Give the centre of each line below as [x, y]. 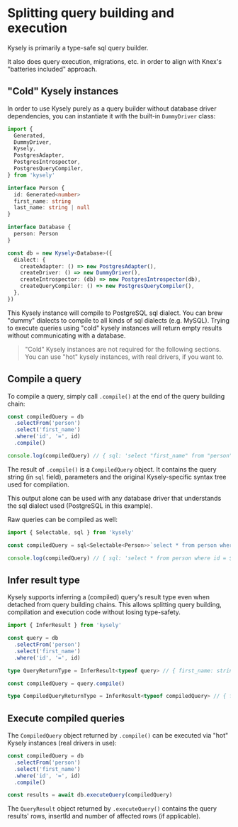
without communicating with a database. [67, 335]
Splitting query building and [91, 13]
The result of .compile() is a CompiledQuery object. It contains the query [112, 469]
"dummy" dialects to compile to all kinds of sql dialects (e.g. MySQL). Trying [119, 320]
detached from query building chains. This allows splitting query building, [114, 605]
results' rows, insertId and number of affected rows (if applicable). [104, 816]
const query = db [33, 638]
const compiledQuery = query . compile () [66, 683]
